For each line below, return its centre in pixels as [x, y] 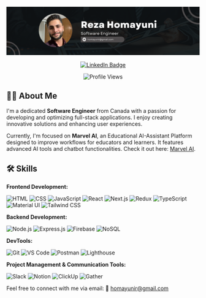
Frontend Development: [37, 186]
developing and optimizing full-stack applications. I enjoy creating [90, 117]
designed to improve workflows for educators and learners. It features [95, 142]
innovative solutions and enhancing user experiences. [74, 124]
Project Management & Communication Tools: [66, 264]
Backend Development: [37, 217]
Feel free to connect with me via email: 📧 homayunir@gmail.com [87, 288]
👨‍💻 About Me [32, 96]
